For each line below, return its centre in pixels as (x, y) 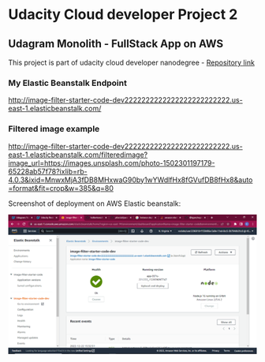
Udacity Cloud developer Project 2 (123, 15)
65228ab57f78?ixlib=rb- (48, 171)
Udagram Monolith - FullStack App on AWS (116, 44)
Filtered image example (54, 129)
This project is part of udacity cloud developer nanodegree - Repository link (131, 62)
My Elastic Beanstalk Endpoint (68, 83)
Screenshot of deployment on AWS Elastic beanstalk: (95, 203)
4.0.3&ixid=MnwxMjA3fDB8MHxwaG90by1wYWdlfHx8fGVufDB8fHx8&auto (131, 180)
